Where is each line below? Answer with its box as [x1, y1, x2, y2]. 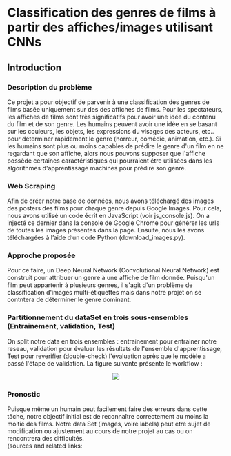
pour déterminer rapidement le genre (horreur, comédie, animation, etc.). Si [7, 135, 221, 143]
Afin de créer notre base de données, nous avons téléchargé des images [7, 197, 214, 205]
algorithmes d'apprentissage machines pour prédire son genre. [7, 163, 187, 172]
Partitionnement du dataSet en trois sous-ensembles [7, 313, 188, 322]
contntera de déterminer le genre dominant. [7, 295, 132, 304]
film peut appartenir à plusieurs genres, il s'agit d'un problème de [7, 281, 193, 289]
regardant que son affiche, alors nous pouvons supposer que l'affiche [7, 149, 205, 157]
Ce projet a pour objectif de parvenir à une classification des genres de [7, 98, 210, 106]
